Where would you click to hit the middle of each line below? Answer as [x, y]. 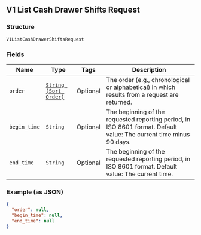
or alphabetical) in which [141, 87]
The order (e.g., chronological [148, 80]
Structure [20, 27]
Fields [15, 54]
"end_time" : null [33, 221]
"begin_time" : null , [37, 216]
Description [149, 69]
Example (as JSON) [35, 192]
